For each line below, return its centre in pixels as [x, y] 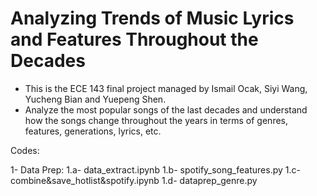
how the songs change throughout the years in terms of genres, [156, 120]
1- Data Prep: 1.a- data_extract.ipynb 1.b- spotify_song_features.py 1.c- [155, 169]
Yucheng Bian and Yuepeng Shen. [95, 99]
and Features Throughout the [134, 39]
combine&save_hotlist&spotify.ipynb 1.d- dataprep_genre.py [134, 180]
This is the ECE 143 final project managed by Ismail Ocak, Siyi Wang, [166, 88]
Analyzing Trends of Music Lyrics [152, 18]
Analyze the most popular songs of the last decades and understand [166, 109]
